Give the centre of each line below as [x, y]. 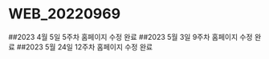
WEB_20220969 [65, 14]
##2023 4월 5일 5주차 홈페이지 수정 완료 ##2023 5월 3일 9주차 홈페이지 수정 [130, 37]
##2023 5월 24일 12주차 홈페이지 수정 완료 [85, 47]
